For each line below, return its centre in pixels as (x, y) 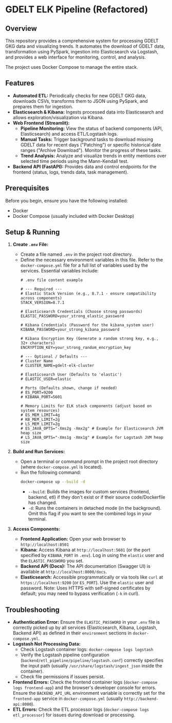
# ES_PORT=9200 (36, 393)
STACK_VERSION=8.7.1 (42, 303)
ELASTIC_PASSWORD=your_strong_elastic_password (72, 316)
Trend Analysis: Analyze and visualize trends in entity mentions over (93, 156)
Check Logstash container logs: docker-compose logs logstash (87, 650)
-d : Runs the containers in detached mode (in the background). (95, 508)
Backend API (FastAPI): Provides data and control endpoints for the (84, 166)
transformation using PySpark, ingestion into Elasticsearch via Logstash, (82, 52)
